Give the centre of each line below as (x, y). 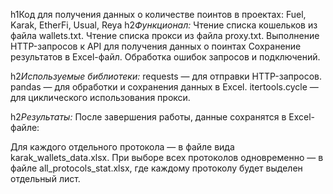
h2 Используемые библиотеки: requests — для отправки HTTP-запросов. (166, 76)
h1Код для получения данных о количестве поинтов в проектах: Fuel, (158, 14)
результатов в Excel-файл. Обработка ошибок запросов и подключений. (165, 57)
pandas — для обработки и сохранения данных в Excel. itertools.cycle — (164, 87)
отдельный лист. (45, 178)
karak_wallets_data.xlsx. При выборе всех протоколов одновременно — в (167, 157)
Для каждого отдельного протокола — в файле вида (122, 147)
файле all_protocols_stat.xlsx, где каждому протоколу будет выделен (156, 168)
